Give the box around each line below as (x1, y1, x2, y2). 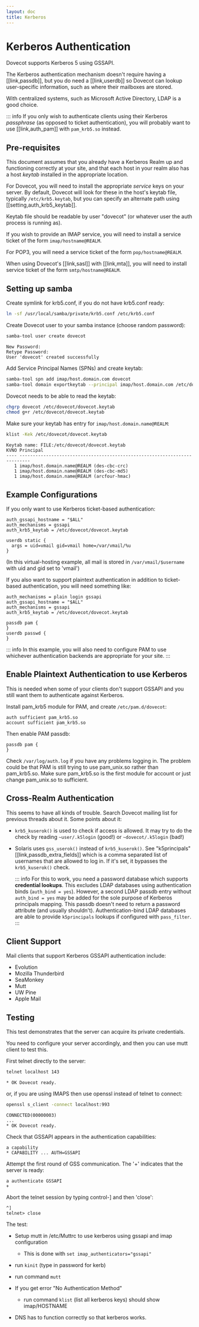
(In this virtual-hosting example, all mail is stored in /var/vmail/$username (6, 559, 185, 565)
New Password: (6, 344, 41, 350)
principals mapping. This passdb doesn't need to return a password (14, 900, 181, 907)
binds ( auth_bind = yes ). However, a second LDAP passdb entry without (14, 888, 191, 895)
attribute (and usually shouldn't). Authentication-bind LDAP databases (14, 907, 187, 914)
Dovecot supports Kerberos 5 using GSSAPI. (6, 59, 115, 66)
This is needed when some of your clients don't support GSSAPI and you (6, 685, 184, 692)
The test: (6, 1221, 28, 1228)
